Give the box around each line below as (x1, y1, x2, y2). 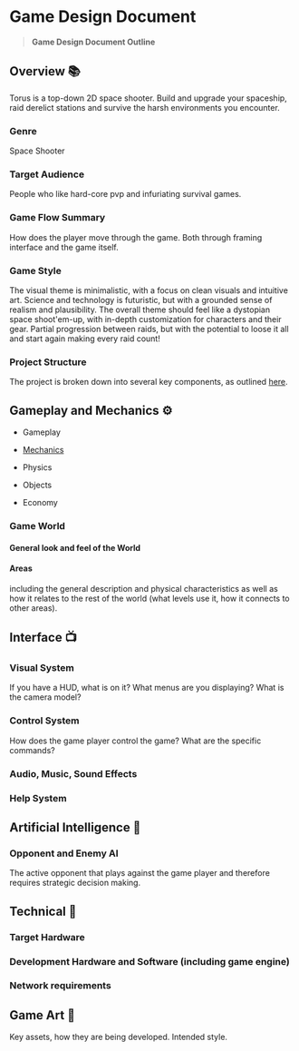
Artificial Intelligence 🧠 (9, 820, 141, 835)
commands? (9, 744, 56, 755)
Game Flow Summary (9, 211, 106, 224)
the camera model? (9, 692, 82, 702)
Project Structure (9, 356, 87, 368)
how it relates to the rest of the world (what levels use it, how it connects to (9, 593, 290, 604)
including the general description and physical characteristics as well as (9, 583, 278, 594)
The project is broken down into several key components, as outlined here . (9, 377, 288, 388)
